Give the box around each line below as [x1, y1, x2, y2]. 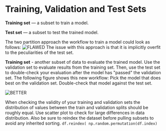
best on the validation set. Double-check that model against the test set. [5, 80, 153, 86]
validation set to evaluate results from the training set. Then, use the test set [5, 64, 161, 70]
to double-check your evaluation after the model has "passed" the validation [5, 69, 161, 75]
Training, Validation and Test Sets [5, 3, 147, 15]
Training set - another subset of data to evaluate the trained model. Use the [5, 59, 160, 65]
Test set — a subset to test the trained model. [5, 29, 99, 35]
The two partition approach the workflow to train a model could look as [5, 39, 150, 45]
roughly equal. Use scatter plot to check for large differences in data [5, 110, 145, 116]
